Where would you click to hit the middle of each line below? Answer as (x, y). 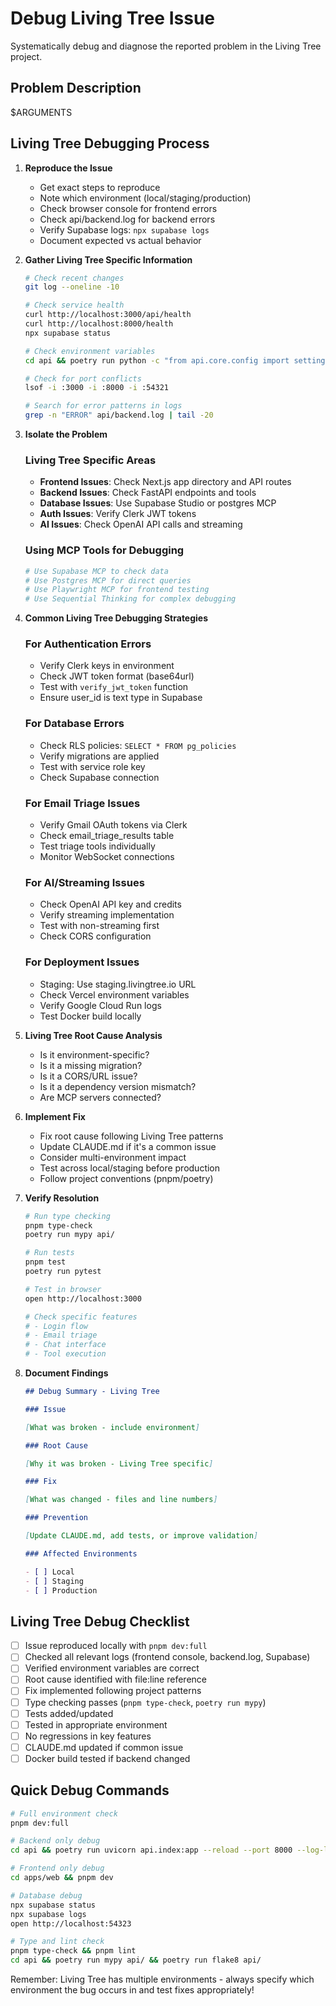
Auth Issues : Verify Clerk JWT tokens (118, 514)
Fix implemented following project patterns (113, 1691)
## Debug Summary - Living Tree (92, 1392)
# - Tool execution (65, 1354)
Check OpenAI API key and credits (110, 904)
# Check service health (74, 305)
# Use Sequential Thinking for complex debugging (130, 599)
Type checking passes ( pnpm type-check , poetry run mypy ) (145, 1702)
